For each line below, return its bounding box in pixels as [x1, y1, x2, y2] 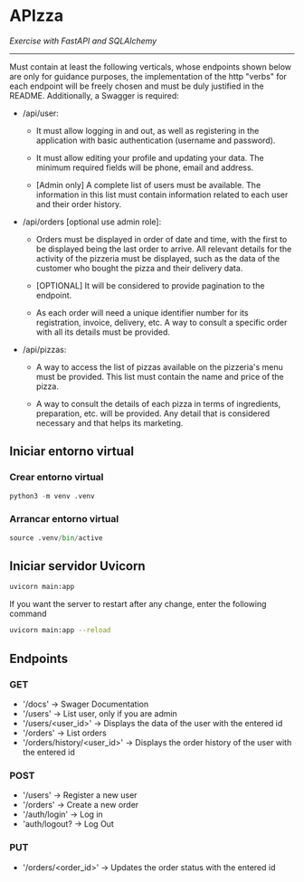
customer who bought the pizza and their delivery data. [35, 262, 243, 273]
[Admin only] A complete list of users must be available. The [35, 179, 261, 190]
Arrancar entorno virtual [9, 513, 119, 526]
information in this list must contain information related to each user [35, 189, 289, 200]
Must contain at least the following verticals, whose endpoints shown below [9, 61, 292, 72]
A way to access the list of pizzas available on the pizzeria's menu [35, 361, 283, 372]
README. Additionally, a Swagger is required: [9, 90, 179, 100]
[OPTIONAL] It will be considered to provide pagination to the [35, 280, 265, 290]
